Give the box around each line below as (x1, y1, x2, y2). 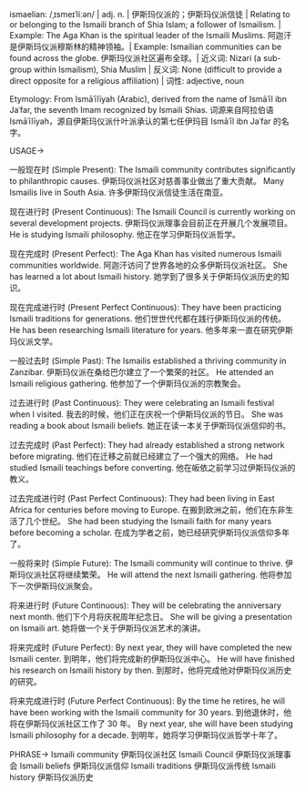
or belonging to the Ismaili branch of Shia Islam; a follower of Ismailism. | (9, 19, 281, 30)
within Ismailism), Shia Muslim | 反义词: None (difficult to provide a (33, 64, 282, 75)
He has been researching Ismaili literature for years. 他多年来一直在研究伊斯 (9, 325, 293, 335)
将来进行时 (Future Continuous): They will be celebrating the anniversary (9, 600, 282, 611)
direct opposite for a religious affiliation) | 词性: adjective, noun (9, 76, 244, 86)
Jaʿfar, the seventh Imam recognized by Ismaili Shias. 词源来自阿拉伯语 (9, 105, 275, 115)
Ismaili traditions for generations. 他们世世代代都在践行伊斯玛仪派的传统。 (9, 313, 287, 324)
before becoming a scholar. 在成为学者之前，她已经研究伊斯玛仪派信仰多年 (9, 527, 290, 538)
